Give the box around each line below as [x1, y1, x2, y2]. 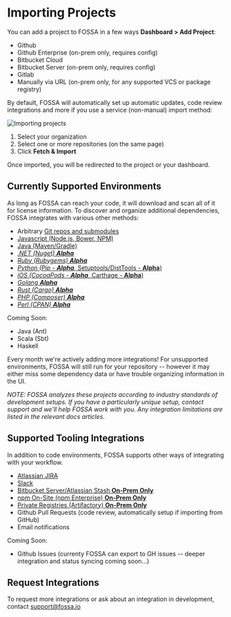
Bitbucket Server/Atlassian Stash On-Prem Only [17, 486, 154, 494]
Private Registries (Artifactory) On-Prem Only [17, 500, 148, 509]
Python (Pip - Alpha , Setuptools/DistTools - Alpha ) [17, 264, 162, 272]
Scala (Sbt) [17, 334, 50, 342]
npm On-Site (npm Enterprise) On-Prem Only [17, 493, 147, 502]
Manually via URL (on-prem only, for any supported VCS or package [17, 77, 211, 86]
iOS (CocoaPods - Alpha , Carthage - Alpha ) [17, 271, 144, 279]
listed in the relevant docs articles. [7, 412, 106, 420]
